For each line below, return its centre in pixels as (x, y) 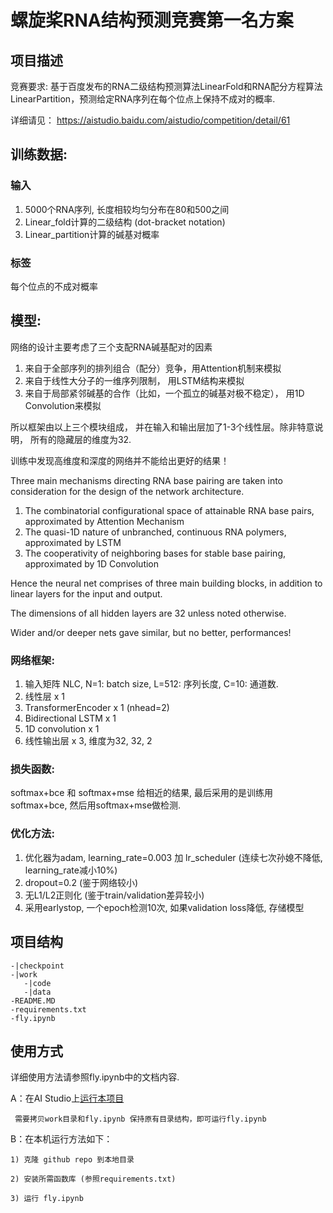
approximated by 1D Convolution (92, 563)
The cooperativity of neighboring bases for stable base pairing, (155, 553)
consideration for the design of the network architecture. (127, 491)
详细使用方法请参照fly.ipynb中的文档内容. (95, 1077)
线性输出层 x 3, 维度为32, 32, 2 (88, 741)
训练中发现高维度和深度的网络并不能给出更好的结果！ (120, 460)
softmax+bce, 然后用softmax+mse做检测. (96, 805)
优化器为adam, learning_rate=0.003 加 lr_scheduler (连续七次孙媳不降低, (173, 857)
